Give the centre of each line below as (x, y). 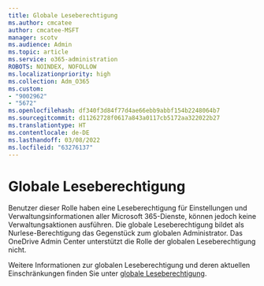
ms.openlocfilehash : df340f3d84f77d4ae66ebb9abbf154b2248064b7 (114, 111)
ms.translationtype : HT (47, 125)
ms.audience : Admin (40, 45)
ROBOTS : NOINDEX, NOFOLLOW (52, 67)
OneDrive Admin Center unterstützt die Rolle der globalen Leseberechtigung (132, 242)
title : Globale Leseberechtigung (63, 15)
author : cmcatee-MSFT (44, 30)
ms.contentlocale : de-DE (49, 132)
